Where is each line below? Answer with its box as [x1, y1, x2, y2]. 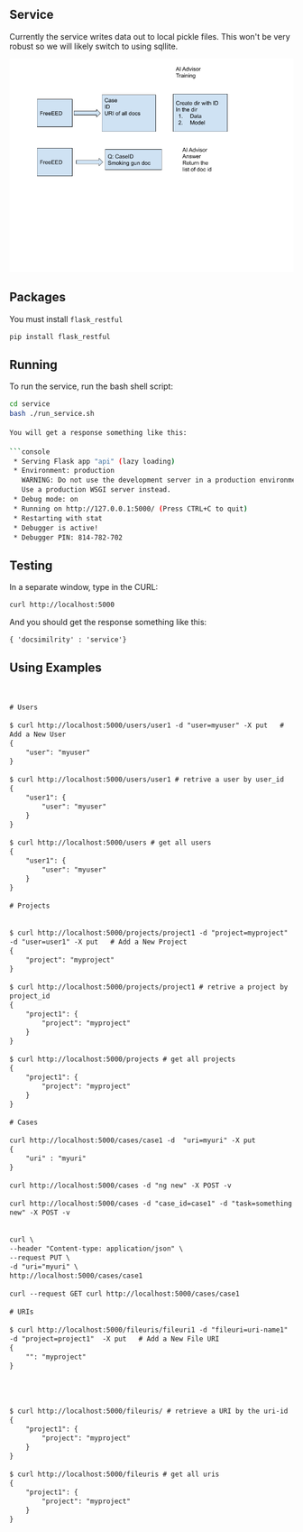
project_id [9, 992, 50, 1001]
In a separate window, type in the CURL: [9, 582, 159, 593]
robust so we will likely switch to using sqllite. [9, 41, 179, 51]
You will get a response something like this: [9, 428, 188, 437]
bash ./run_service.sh [9, 410, 95, 419]
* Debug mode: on [13, 495, 78, 504]
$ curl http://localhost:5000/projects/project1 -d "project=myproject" [9, 928, 289, 937]
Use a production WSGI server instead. [21, 485, 171, 494]
